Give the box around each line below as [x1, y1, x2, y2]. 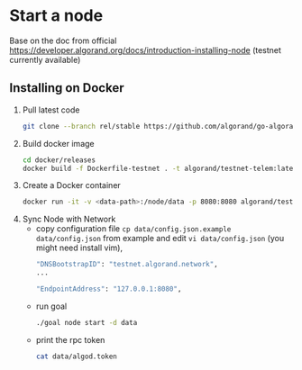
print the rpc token [35, 334, 105, 345]
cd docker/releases [22, 155, 96, 165]
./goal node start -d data [35, 318, 138, 327]
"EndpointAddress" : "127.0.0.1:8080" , [35, 284, 182, 293]
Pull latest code [22, 104, 80, 115]
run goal [35, 301, 68, 311]
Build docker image [22, 138, 95, 149]
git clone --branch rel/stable [22, 122, 141, 131]
